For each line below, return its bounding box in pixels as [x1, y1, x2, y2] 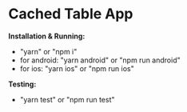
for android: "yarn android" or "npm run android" [19, 55, 181, 65]
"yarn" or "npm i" [19, 46, 78, 56]
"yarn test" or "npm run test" [19, 94, 115, 104]
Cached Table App [8, 5, 133, 23]
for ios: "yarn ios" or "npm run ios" [19, 63, 134, 73]
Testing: [8, 79, 37, 89]
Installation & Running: [8, 31, 86, 41]
